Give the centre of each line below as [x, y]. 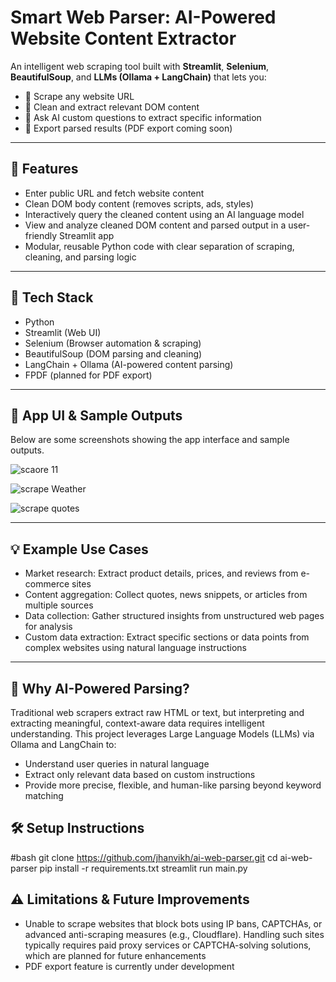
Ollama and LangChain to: [63, 744]
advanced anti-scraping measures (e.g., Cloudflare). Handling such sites [174, 934]
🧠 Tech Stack [52, 297]
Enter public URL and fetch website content [114, 193]
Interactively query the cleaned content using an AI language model [164, 214]
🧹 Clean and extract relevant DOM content [112, 107]
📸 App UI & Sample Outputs [96, 415]
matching [44, 795]
